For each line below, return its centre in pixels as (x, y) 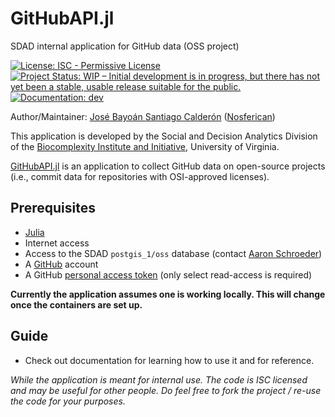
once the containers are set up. (76, 304)
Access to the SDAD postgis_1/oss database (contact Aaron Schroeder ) (173, 253)
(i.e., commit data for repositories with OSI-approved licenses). (140, 176)
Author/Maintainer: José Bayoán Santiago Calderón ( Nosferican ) (143, 116)
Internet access (57, 243)
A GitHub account (61, 264)
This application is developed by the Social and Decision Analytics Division (164, 136)
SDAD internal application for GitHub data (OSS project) (125, 46)
